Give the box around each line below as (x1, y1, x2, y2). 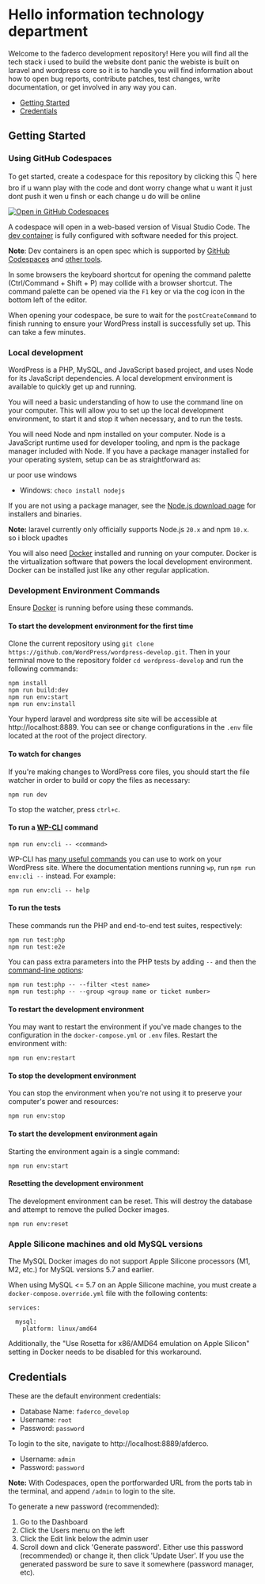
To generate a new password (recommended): (8, 1502, 160, 1511)
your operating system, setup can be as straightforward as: (8, 454, 202, 464)
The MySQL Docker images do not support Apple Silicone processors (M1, (8, 1256, 251, 1266)
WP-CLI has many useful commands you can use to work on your (8, 854, 222, 864)
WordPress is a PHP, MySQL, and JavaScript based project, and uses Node (8, 365, 254, 374)
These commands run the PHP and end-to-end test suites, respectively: (8, 921, 243, 930)
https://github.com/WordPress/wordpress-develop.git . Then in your (8, 647, 231, 657)
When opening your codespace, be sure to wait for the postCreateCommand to (8, 310, 257, 320)
